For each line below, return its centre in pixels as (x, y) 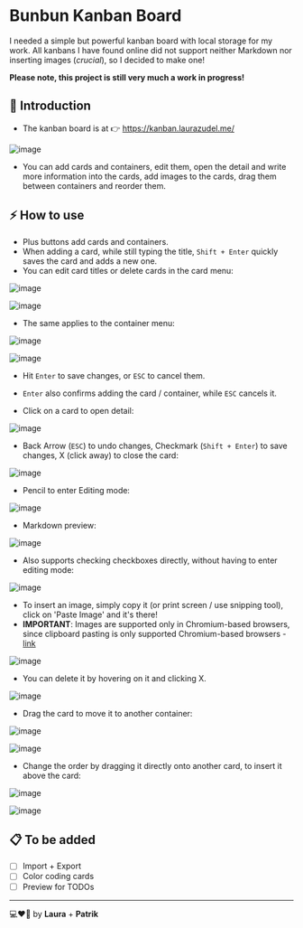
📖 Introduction (50, 106)
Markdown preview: (59, 525)
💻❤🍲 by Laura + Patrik (54, 914)
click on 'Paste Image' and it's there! (90, 614)
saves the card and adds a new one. (90, 261)
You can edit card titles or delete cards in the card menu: (128, 270)
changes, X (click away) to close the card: (100, 455)
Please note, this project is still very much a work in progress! (127, 77)
